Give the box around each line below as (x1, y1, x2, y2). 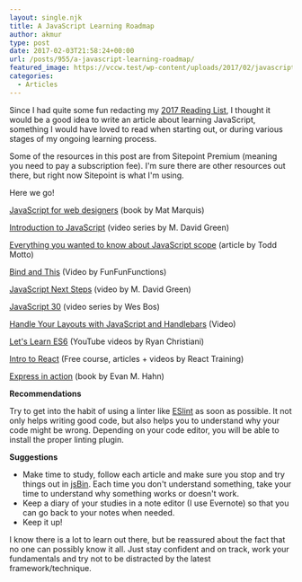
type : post (9, 38, 50, 48)
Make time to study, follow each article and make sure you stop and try (22, 469, 286, 480)
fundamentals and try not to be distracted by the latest (9, 553, 211, 564)
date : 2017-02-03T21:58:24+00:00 (9, 47, 135, 56)
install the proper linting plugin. (9, 434, 124, 445)
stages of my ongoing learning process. (9, 133, 157, 144)
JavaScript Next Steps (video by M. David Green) (9, 284, 191, 295)
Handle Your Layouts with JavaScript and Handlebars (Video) (9, 318, 236, 329)
